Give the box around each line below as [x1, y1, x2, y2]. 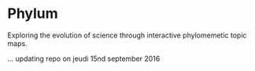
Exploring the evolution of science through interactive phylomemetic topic [7, 30, 247, 40]
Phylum [7, 5, 58, 23]
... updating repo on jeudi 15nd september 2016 [7, 54, 161, 63]
